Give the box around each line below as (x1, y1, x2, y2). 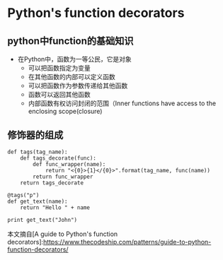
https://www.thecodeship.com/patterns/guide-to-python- (42, 237, 212, 246)
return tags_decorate (20, 179, 84, 187)
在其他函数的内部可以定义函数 (28, 73, 115, 81)
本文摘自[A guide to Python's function (7, 230, 118, 238)
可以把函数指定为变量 (28, 64, 91, 72)
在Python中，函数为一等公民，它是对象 (17, 55, 132, 63)
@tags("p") (7, 191, 40, 199)
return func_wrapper (33, 173, 93, 180)
